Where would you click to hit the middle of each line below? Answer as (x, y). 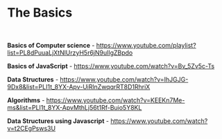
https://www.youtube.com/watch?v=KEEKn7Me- (116, 100)
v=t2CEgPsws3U (32, 128)
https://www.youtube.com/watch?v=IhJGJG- (124, 79)
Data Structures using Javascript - (58, 121)
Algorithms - (26, 100)
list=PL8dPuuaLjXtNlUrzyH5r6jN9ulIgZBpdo (70, 53)
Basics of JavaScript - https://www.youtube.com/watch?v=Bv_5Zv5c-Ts (111, 66)
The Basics (40, 13)
